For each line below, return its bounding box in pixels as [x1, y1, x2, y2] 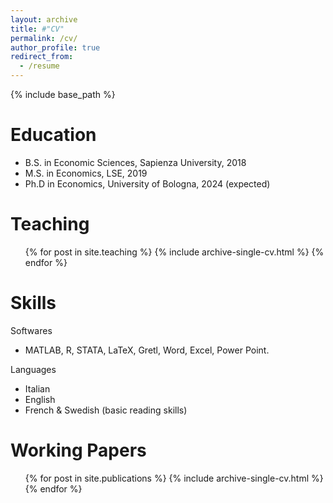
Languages [10, 363, 57, 375]
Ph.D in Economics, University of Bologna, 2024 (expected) [24, 177, 271, 190]
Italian [24, 382, 51, 395]
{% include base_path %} [10, 89, 116, 100]
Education [10, 124, 97, 146]
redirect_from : [10, 52, 74, 62]
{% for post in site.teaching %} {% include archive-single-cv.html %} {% [24, 246, 325, 258]
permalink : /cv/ [10, 33, 78, 43]
